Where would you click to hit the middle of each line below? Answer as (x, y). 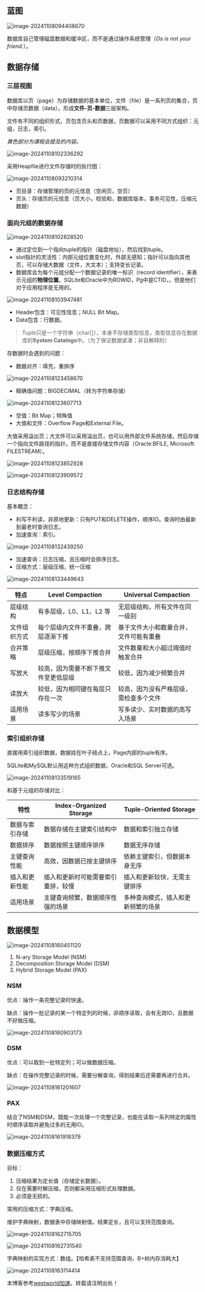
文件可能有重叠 (140, 637)
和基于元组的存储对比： (36, 790)
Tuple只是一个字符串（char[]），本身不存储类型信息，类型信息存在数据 (109, 333)
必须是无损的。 (34, 1196)
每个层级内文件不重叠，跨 (75, 627)
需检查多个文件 (140, 698)
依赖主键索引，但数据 (154, 857)
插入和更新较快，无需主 (157, 877)
